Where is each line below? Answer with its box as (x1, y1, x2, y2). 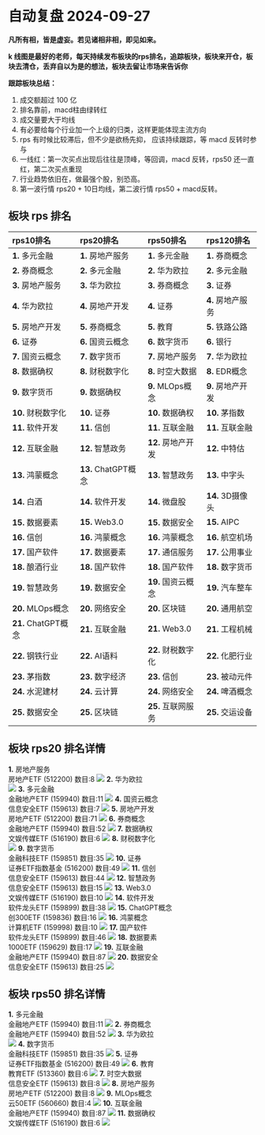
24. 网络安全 (147, 685, 195, 696)
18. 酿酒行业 (12, 561, 59, 572)
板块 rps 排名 (8, 209, 72, 223)
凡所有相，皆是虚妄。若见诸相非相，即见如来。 (8, 35, 160, 44)
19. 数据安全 (80, 582, 126, 593)
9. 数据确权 (80, 387, 121, 398)
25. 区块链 (80, 707, 118, 718)
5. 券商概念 (80, 321, 121, 332)
